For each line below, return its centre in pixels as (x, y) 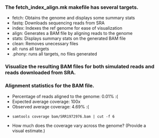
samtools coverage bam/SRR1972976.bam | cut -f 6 (63, 116)
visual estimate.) (28, 131)
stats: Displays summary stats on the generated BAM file (69, 38)
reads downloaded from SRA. (41, 73)
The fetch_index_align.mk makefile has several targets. (72, 7)
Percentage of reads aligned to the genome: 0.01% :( (65, 96)
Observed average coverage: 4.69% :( (50, 106)
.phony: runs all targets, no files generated (54, 54)
